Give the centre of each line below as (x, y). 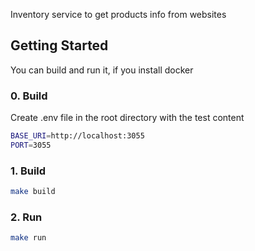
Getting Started (59, 45)
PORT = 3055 (31, 145)
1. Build (28, 171)
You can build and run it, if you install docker (102, 70)
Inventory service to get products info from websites (118, 14)
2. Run (26, 217)
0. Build (29, 96)
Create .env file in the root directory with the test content (127, 118)
